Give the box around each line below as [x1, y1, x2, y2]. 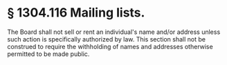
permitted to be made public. [7, 50, 90, 58]
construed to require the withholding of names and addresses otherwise [7, 42, 213, 50]
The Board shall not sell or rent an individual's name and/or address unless [7, 28, 221, 36]
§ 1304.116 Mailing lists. [7, 5, 145, 21]
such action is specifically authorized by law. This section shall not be [7, 35, 206, 43]
